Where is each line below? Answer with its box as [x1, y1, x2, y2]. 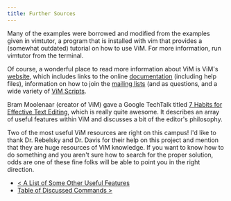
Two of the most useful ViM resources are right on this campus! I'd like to [7, 128, 216, 137]
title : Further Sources [7, 10, 76, 17]
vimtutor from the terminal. [7, 51, 84, 60]
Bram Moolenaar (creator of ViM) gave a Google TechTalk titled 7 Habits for [7, 100, 223, 108]
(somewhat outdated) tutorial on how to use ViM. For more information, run [7, 44, 222, 52]
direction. [7, 165, 35, 173]
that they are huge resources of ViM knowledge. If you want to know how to [7, 143, 224, 151]
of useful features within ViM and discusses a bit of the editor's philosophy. [7, 115, 223, 123]
